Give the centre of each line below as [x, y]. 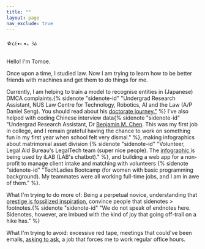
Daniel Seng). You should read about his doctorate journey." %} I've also [97, 112]
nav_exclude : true [30, 23]
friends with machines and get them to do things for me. [77, 80]
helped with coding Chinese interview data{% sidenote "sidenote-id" [93, 118]
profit [13, 164]
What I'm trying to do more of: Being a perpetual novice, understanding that [102, 195]
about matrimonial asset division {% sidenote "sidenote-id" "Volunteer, [96, 144]
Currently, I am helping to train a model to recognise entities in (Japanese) [100, 92]
